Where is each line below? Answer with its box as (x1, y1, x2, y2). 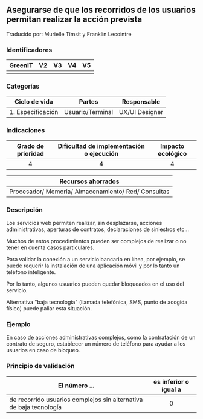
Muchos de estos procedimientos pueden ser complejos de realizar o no (6, 238, 187, 244)
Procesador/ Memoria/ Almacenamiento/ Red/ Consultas (9, 187, 170, 196)
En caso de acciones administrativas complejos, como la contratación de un (6, 334, 196, 341)
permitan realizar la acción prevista (6, 15, 143, 25)
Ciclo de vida (14, 98, 53, 106)
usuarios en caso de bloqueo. (6, 347, 80, 354)
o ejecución (84, 149, 119, 158)
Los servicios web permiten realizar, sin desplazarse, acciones (6, 220, 163, 226)
